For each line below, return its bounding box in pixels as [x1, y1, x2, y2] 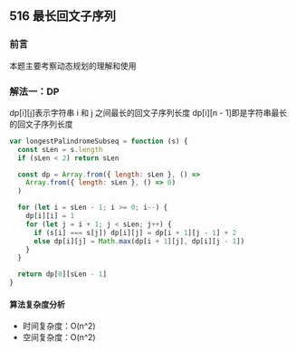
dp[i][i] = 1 [25, 212, 75, 221]
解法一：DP [9, 85, 60, 98]
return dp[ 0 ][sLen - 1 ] [17, 270, 107, 279]
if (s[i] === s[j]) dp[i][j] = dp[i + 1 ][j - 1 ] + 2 [33, 228, 237, 237]
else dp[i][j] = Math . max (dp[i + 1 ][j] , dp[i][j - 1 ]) [33, 236, 245, 246]
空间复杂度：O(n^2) [22, 332, 97, 343]
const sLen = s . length [17, 145, 103, 154]
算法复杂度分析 [9, 299, 65, 309]
